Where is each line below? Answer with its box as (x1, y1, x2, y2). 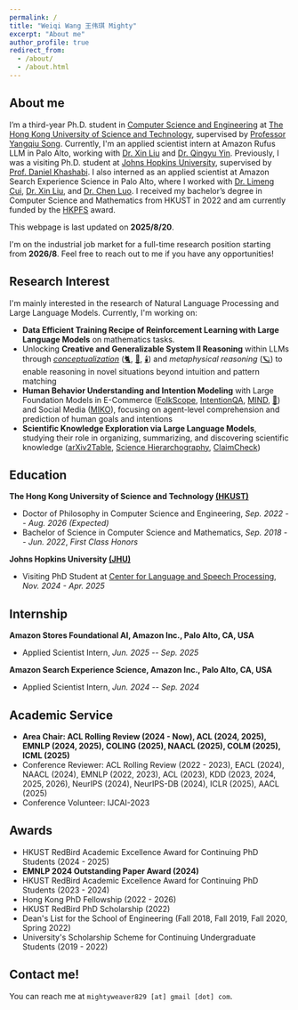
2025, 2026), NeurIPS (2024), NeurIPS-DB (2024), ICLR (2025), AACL (21, 778, 280, 788)
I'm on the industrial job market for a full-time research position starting (9, 238, 271, 249)
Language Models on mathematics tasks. (21, 334, 175, 344)
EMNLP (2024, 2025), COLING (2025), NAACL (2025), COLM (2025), (21, 740, 281, 751)
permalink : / (9, 12, 58, 22)
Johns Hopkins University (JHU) (9, 553, 132, 565)
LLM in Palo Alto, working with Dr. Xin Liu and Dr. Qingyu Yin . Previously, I (9, 148, 279, 158)
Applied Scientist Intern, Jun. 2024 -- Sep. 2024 (21, 682, 200, 692)
